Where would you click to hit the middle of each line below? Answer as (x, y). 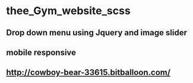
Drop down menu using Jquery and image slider (96, 33)
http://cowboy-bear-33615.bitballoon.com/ (88, 73)
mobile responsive (41, 52)
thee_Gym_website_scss (68, 11)
